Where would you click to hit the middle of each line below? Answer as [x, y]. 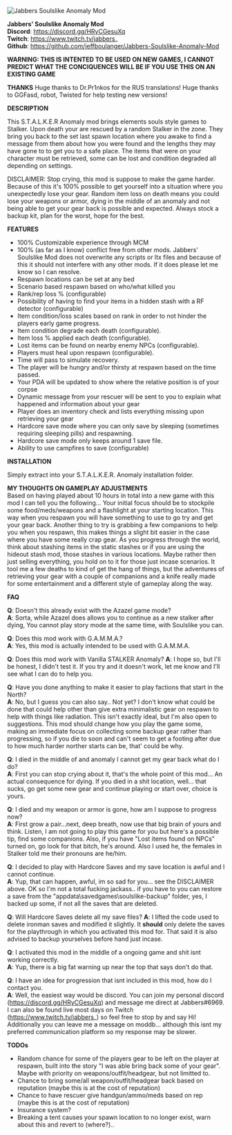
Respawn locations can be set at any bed [76, 279]
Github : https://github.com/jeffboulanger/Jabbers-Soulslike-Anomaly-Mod [113, 46]
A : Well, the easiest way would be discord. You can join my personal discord [116, 995]
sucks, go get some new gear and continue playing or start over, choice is [112, 789]
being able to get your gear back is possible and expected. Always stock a [113, 208]
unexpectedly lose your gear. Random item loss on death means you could [113, 194]
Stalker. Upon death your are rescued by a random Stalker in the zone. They [115, 129]
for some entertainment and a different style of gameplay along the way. [110, 583]
